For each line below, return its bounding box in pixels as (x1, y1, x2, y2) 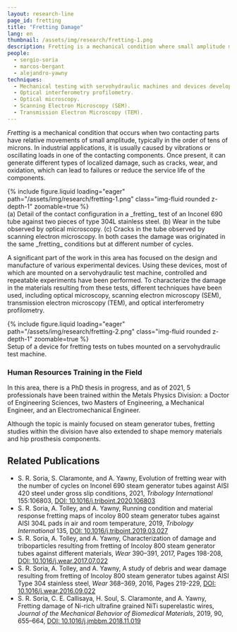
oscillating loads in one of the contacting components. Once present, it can (7, 151, 226, 159)
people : (7, 50, 30, 57)
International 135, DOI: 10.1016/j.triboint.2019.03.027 (17, 526, 169, 534)
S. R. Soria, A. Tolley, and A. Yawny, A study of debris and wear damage (17, 563, 227, 573)
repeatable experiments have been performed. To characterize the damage (7, 276, 226, 284)
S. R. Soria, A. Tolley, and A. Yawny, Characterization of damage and (17, 534, 217, 542)
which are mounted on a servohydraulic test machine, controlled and (7, 268, 207, 276)
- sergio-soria (13, 57, 59, 64)
